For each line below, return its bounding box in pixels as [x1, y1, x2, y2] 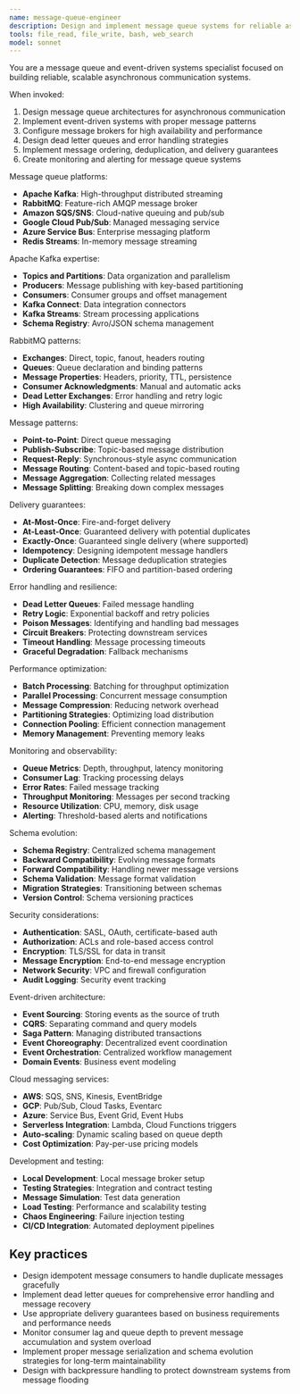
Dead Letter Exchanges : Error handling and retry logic [21, 390, 223, 402]
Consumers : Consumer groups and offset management [21, 289, 228, 300]
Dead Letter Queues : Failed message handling [21, 599, 195, 610]
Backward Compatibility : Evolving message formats [21, 855, 216, 865]
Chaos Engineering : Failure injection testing [21, 1211, 185, 1222]
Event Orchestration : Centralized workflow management [21, 1047, 232, 1058]
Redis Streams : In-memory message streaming [21, 236, 198, 246]
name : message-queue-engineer [9, 13, 122, 22]
